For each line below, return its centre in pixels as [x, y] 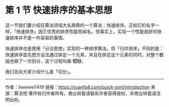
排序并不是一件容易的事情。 [38, 38]
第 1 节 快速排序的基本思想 [59, 10]
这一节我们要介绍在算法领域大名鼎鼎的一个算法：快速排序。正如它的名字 [80, 25]
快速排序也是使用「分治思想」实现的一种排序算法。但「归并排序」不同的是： [84, 48]
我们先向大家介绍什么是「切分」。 [39, 71]
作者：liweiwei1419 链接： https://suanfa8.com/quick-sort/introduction [77, 87]
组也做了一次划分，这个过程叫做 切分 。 [46, 61]
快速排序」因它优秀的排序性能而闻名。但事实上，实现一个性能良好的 [87, 31]
